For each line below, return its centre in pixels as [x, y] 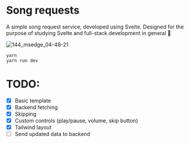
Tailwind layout [33, 128]
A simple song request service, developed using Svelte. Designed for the [95, 27]
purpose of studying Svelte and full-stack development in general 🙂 [89, 33]
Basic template [33, 100]
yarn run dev [22, 61]
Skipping [25, 114]
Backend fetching [36, 107]
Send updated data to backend [52, 134]
